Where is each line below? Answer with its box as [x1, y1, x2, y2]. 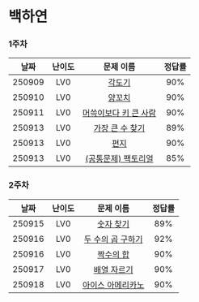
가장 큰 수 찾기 [93, 123, 146, 134]
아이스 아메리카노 [82, 279, 145, 291]
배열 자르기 [93, 264, 133, 275]
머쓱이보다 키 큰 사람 [82, 107, 156, 119]
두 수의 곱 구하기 [83, 233, 143, 244]
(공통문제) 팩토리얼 [84, 153, 154, 165]
